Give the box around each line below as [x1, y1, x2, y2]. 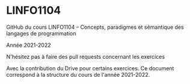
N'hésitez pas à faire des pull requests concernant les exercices [6, 53, 165, 60]
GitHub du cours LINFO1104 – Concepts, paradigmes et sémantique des [6, 23, 185, 31]
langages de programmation [6, 29, 76, 37]
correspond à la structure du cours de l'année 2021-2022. [6, 71, 150, 78]
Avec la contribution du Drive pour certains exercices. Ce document [6, 64, 174, 72]
